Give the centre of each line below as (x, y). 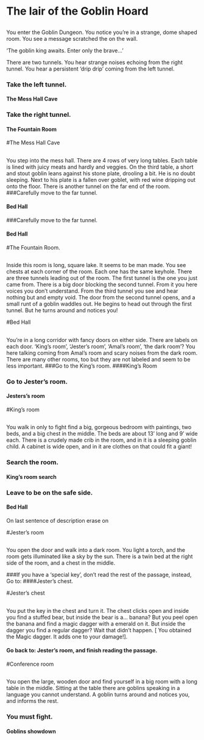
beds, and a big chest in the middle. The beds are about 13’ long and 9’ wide (102, 434)
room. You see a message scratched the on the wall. (72, 38)
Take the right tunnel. (39, 115)
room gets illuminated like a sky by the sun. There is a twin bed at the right (100, 557)
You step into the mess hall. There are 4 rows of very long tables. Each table (102, 160)
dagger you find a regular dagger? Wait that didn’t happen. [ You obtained (99, 630)
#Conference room (30, 664)
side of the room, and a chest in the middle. (61, 563)
